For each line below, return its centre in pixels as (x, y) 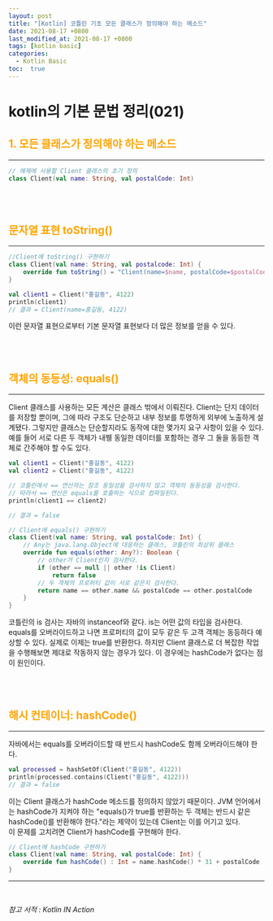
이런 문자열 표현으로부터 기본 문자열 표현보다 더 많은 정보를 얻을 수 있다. (122, 326)
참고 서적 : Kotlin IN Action (52, 910)
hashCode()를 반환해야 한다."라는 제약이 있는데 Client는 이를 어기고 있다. (125, 821)
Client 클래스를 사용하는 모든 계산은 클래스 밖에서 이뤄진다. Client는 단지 (123, 407)
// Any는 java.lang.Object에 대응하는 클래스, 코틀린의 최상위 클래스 (129, 545)
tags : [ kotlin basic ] (45, 46)
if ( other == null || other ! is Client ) (107, 567)
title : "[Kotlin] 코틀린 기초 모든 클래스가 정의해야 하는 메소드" (108, 24)
